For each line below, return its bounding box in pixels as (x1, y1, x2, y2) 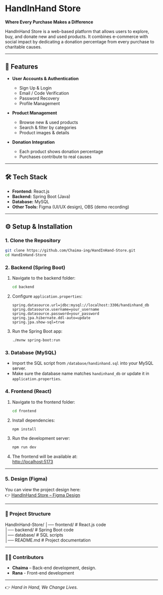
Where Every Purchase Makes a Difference (5, 19, 94, 25)
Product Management (12, 110, 57, 116)
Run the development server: (12, 435, 70, 441)
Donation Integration (12, 139, 55, 145)
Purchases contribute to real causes (19, 154, 92, 160)
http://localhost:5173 (12, 459, 53, 465)
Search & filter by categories (19, 125, 77, 130)
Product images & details (19, 129, 69, 135)
